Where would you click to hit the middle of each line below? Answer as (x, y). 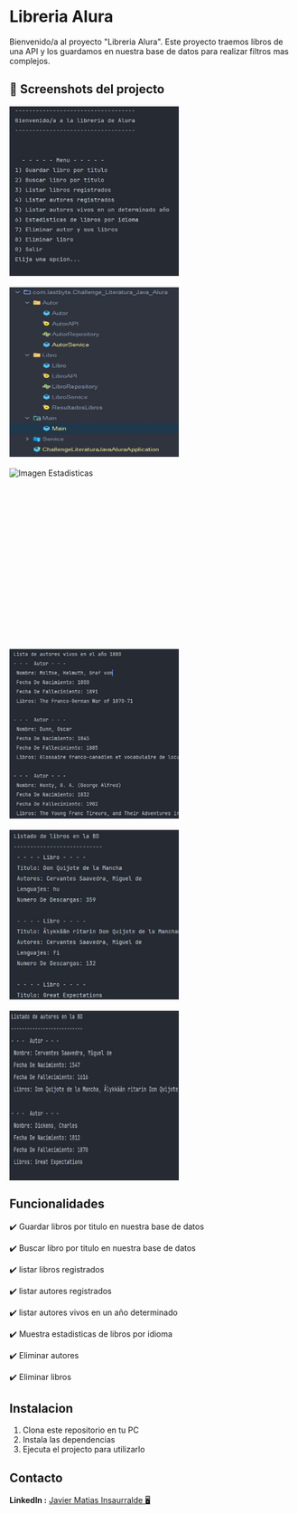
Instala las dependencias (69, 1440)
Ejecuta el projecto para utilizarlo (84, 1450)
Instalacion (42, 1408)
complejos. (30, 61)
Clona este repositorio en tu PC (81, 1430)
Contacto (36, 1477)
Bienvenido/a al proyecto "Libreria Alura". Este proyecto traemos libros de (146, 42)
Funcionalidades (57, 1204)
